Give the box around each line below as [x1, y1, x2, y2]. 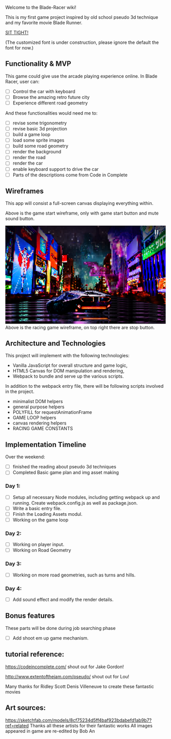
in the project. [5, 388, 35, 394]
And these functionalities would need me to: [5, 110, 98, 116]
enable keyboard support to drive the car [12, 166, 99, 172]
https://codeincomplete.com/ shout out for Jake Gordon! [5, 664, 124, 670]
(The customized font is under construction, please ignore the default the [5, 39, 159, 45]
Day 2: [5, 530, 22, 537]
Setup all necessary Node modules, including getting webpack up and [12, 494, 160, 500]
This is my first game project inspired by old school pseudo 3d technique [5, 14, 159, 20]
